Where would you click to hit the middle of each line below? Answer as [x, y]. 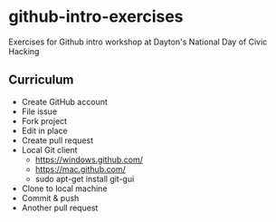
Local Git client [49, 150]
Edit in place [45, 130]
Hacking [24, 51]
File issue [39, 111]
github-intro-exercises [96, 17]
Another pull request [60, 208]
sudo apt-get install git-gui [85, 179]
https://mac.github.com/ [80, 169]
